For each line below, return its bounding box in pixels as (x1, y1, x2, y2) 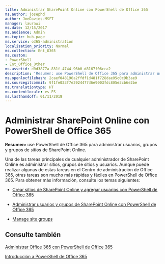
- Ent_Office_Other (5, 62, 45, 67)
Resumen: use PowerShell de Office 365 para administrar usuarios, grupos (5, 142, 157, 148)
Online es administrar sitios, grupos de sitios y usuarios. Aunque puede (5, 161, 149, 167)
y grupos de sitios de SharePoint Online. (5, 147, 87, 153)
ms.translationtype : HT (5, 84, 54, 90)
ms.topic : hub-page (5, 35, 45, 40)
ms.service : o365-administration (5, 39, 74, 44)
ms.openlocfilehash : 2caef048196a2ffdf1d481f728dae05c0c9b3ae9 (5, 76, 137, 80)
